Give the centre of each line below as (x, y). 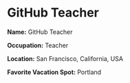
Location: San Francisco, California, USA (65, 58)
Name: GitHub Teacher (40, 32)
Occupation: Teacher (38, 45)
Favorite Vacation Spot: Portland (54, 72)
